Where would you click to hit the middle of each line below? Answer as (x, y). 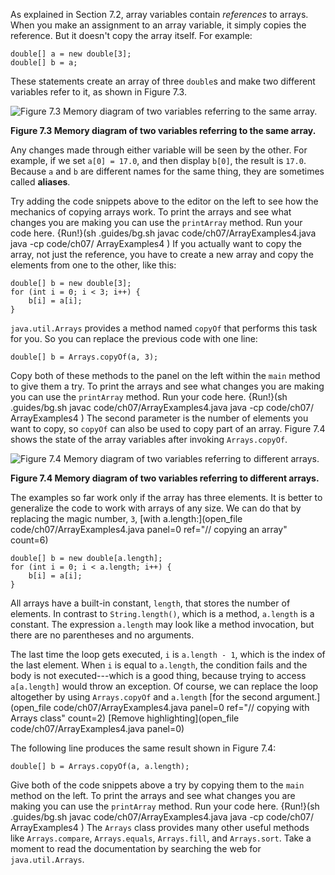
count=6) (29, 540)
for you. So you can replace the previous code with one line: (134, 338)
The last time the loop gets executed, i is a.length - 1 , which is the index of (168, 654)
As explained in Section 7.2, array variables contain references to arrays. (159, 14)
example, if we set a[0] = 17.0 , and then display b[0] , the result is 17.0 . (158, 160)
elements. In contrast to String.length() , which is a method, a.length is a (162, 613)
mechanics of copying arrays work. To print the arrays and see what (151, 212)
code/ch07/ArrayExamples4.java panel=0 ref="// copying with (181, 707)
